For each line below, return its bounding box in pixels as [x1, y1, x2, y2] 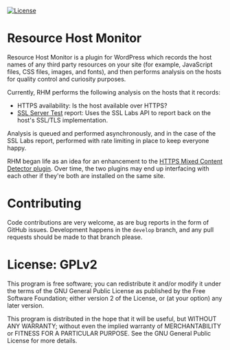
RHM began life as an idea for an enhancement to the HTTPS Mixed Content [7, 157, 223, 165]
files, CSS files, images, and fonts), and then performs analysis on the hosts [7, 67, 222, 75]
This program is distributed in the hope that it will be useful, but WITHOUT [7, 314, 217, 323]
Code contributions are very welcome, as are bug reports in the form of [7, 218, 209, 226]
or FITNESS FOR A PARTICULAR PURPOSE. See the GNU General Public [7, 329, 211, 337]
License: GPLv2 [7, 257, 97, 273]
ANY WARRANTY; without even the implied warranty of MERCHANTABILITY [7, 322, 222, 330]
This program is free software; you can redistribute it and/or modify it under [7, 279, 222, 288]
